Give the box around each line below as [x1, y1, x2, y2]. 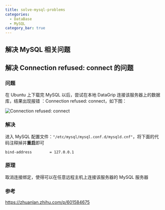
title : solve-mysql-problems [5, 7, 65, 12]
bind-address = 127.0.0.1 [5, 150, 74, 155]
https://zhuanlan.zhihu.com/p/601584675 [5, 199, 90, 206]
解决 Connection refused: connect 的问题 [5, 63, 134, 72]
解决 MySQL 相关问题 [5, 45, 71, 53]
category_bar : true [5, 26, 46, 31]
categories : [5, 12, 30, 17]
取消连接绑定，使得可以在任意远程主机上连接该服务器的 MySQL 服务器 [5, 174, 149, 180]
